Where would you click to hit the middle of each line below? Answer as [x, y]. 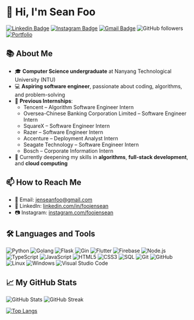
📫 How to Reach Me [44, 182]
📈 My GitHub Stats [42, 282]
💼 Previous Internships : [44, 101]
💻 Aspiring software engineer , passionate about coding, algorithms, [98, 86]
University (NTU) [35, 79]
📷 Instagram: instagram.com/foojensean [64, 212]
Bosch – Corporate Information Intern [68, 151]
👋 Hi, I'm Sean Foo [51, 12]
